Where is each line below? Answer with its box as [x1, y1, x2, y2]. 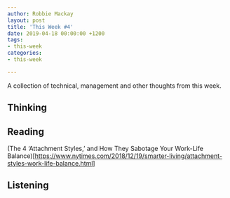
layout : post [7, 17, 46, 24]
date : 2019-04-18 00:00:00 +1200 [7, 29, 105, 37]
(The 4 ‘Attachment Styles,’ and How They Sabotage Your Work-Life [7, 144, 203, 152]
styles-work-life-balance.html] [7, 159, 96, 167]
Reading [7, 126, 44, 138]
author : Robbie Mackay [7, 10, 74, 18]
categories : [7, 50, 42, 57]
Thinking [7, 102, 48, 114]
